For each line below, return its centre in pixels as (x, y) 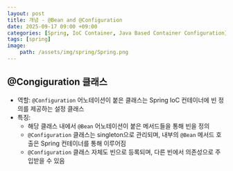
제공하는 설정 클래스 (57, 109)
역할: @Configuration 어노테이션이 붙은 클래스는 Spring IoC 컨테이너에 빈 (117, 100)
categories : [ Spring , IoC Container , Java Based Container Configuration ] (118, 33)
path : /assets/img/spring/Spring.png (74, 53)
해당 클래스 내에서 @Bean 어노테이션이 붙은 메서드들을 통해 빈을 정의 (119, 126)
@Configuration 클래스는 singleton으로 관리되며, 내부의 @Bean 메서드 (121, 134)
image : (17, 46)
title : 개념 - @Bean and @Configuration (65, 20)
